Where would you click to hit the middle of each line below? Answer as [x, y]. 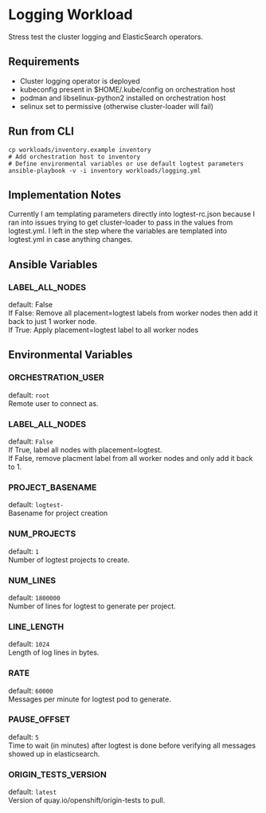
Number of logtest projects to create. [69, 560]
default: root [29, 395]
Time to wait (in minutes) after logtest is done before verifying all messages [132, 745]
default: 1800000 [35, 597]
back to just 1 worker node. [53, 322]
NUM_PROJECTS [42, 534]
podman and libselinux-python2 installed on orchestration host [123, 98]
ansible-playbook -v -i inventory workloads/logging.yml [105, 170]
